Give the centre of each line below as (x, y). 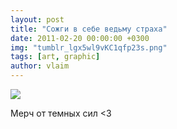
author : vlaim (40, 66)
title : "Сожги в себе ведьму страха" (89, 29)
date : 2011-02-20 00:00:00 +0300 (80, 38)
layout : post (37, 19)
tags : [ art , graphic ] (55, 57)
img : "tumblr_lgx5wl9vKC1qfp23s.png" (89, 47)
